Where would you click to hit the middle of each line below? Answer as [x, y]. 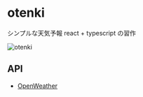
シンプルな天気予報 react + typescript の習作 [72, 33]
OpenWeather [38, 86]
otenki [26, 13]
